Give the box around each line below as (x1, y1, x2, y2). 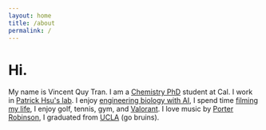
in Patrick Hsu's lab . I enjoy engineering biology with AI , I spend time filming (8, 96, 258, 105)
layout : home (8, 11, 52, 20)
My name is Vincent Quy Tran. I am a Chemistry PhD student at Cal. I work (8, 87, 253, 97)
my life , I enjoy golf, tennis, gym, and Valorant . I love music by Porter (8, 104, 234, 114)
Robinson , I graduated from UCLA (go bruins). (8, 112, 160, 122)
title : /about (8, 19, 56, 27)
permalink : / (8, 26, 52, 34)
